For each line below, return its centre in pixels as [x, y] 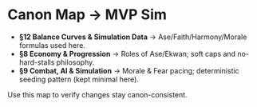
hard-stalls [37, 62]
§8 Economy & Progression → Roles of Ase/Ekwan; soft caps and [127, 53]
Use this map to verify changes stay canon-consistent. [98, 94]
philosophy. [75, 62]
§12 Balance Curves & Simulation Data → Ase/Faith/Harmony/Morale [133, 37]
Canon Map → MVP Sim [87, 15]
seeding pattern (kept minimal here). [79, 79]
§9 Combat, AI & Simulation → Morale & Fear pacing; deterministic [129, 70]
